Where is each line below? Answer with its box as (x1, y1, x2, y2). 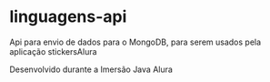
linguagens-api (9, 6, 127, 27)
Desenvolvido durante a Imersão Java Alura (9, 64, 173, 75)
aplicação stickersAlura (9, 46, 97, 56)
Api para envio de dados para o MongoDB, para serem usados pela (9, 36, 262, 47)
